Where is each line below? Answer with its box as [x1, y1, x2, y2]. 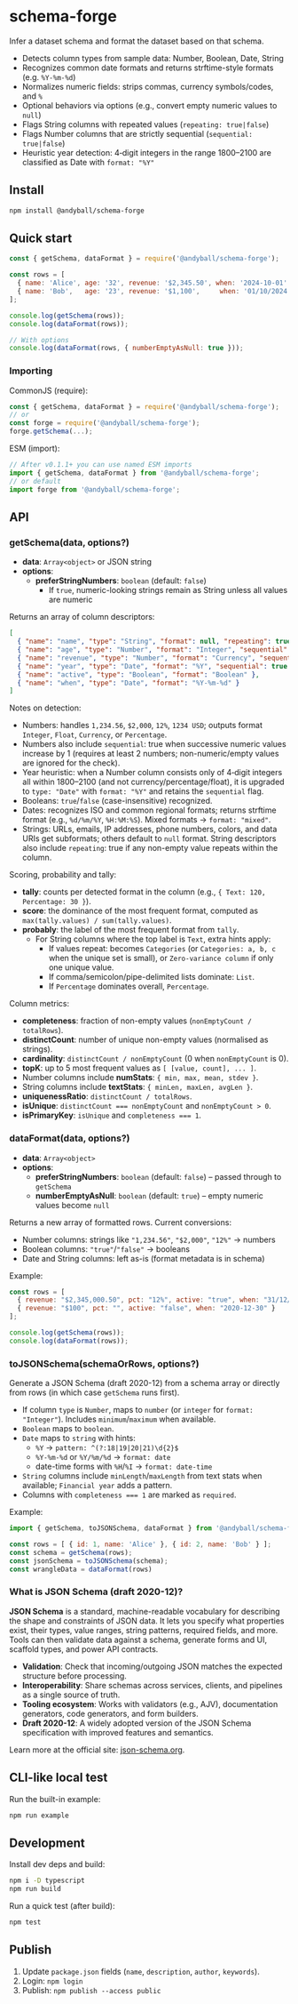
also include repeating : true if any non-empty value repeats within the [21, 843, 278, 854]
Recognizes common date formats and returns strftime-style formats [21, 62, 274, 73]
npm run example [9, 1811, 69, 1820]
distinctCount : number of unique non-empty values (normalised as [21, 1034, 269, 1046]
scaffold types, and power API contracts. [9, 1643, 159, 1655]
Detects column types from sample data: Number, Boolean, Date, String [21, 52, 284, 63]
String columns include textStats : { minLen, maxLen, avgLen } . [21, 1082, 253, 1093]
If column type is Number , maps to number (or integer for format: [21, 1405, 255, 1415]
